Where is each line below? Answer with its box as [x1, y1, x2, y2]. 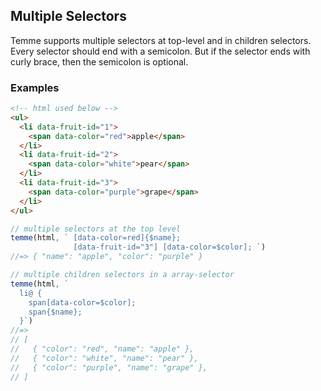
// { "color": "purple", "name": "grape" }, [10, 362, 208, 373]
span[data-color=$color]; [28, 297, 137, 308]
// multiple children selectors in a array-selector [10, 270, 235, 280]
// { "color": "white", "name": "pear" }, [10, 353, 199, 363]
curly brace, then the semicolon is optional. [10, 55, 189, 68]
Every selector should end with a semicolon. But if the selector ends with [10, 45, 311, 57]
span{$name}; [28, 307, 83, 317]
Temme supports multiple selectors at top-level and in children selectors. [10, 34, 312, 46]
